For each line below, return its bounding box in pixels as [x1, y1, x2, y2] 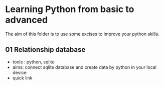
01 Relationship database [5, 45, 86, 54]
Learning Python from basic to [5, 4, 134, 15]
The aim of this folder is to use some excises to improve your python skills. [5, 31, 159, 37]
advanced [5, 14, 48, 26]
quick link [12, 74, 33, 81]
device [12, 69, 27, 75]
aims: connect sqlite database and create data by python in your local [12, 64, 157, 70]
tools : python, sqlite [12, 59, 55, 65]
